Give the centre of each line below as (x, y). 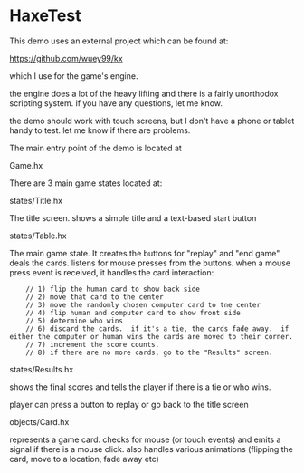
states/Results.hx (42, 369)
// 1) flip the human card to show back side (113, 289)
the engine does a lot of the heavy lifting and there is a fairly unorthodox (144, 93)
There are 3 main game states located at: (86, 183)
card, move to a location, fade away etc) (85, 459)
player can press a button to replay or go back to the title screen (129, 404)
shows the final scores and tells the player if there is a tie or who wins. (140, 387)
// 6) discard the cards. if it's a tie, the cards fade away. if (157, 328)
